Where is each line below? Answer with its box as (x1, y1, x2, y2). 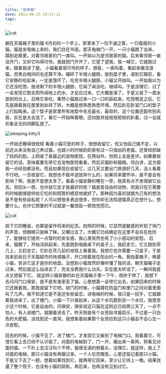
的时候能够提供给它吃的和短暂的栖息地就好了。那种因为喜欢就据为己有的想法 (5, 190, 161, 196)
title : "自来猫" (5, 7, 37, 12)
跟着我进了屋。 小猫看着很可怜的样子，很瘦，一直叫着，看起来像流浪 (13, 65, 154, 71)
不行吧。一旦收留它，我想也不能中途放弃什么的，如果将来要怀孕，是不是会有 (5, 172, 161, 178)
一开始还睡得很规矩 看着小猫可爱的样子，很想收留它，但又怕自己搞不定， (5, 141, 154, 147)
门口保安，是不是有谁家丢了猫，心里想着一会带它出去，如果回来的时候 (18, 278, 161, 285)
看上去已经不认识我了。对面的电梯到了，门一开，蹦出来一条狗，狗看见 (13, 339, 157, 345)
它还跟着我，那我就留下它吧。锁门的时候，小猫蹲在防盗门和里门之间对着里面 (5, 285, 161, 291)
